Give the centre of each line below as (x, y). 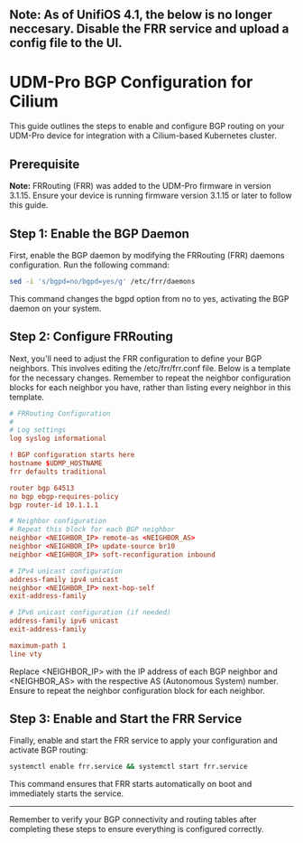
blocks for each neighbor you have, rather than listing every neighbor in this (150, 387)
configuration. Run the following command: (89, 265)
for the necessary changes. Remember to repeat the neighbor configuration (150, 378)
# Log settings (38, 430)
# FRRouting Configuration (60, 413)
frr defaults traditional (58, 472)
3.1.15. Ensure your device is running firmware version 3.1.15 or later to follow (151, 196)
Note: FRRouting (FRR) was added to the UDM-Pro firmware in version (140, 186)
